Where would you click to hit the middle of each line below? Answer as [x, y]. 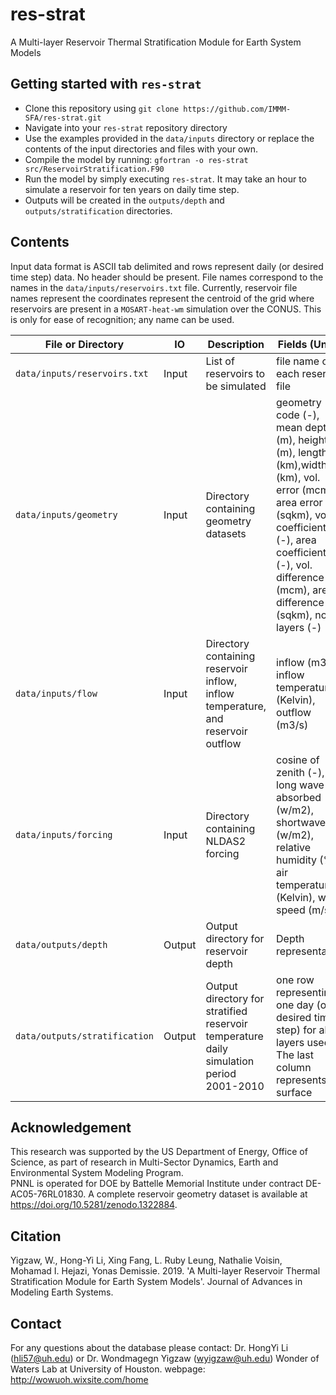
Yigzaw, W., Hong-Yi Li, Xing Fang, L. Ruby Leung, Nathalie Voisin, [146, 1260]
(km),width [302, 465]
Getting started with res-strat [106, 84]
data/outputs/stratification [84, 1036]
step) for [296, 1030]
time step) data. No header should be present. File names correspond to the [167, 277]
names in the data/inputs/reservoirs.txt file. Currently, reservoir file [154, 287]
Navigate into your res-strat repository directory [126, 127]
